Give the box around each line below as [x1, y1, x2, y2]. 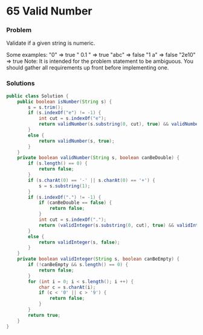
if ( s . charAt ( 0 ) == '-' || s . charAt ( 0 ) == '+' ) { [28, 177, 156, 183]
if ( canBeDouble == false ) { [38, 200, 112, 206]
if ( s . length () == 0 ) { [28, 160, 88, 167]
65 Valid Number [6, 4, 92, 18]
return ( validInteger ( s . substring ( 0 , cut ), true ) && [38, 222, 175, 228]
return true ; [28, 312, 61, 318]
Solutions [6, 79, 35, 88]
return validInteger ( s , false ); [38, 239, 120, 246]
